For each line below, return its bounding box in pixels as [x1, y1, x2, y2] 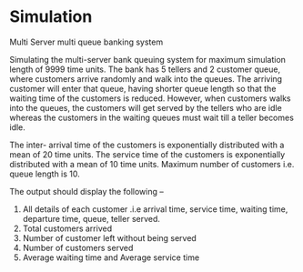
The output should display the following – [9, 186, 164, 196]
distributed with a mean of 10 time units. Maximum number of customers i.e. [9, 158, 295, 169]
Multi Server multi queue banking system [9, 36, 164, 47]
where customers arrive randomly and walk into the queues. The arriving [9, 73, 283, 84]
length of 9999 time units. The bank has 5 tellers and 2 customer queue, [9, 64, 280, 75]
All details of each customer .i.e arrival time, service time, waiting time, [22, 203, 288, 215]
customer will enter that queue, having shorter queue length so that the [9, 83, 277, 94]
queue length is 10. [9, 168, 80, 179]
